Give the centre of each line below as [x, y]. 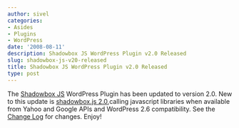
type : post [24, 73]
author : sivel [29, 14]
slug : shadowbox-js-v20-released [57, 60]
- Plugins [22, 34]
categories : [25, 21]
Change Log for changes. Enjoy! [55, 116]
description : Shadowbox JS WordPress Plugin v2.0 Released [97, 54]
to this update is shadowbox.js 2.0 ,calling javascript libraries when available [119, 101]
